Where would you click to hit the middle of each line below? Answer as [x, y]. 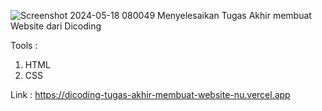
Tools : [24, 45]
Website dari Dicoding [56, 26]
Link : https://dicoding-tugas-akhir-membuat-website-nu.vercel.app [150, 94]
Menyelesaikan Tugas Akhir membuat [234, 15]
